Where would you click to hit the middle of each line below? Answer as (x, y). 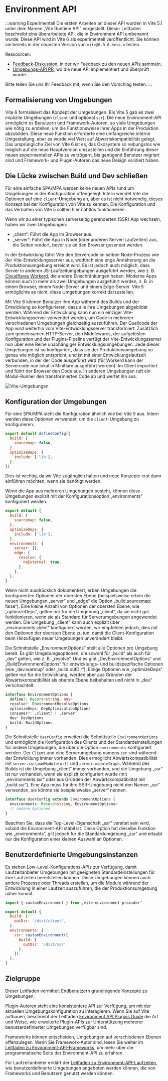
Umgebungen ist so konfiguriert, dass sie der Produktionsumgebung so (79, 349)
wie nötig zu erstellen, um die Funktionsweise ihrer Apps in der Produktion (82, 128)
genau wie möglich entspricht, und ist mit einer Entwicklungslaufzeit (76, 355)
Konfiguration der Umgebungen (56, 402)
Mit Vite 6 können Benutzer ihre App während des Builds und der (72, 302)
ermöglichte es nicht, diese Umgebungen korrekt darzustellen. (70, 292)
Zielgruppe (23, 979)
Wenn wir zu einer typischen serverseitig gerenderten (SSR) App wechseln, (83, 219)
